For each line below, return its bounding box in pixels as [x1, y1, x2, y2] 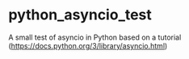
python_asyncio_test [8, 6, 152, 24]
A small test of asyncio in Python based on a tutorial [8, 32, 182, 42]
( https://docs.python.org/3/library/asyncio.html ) [8, 40, 168, 50]
